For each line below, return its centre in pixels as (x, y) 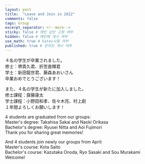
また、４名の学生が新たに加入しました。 (45, 89)
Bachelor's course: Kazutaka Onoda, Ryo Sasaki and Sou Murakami (73, 152)
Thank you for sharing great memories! (44, 132)
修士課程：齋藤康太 (24, 95)
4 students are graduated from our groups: (48, 117)
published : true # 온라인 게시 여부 (38, 46)
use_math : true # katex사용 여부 (37, 41)
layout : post (18, 9)
